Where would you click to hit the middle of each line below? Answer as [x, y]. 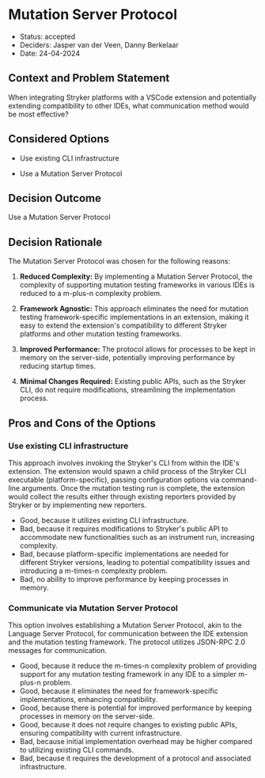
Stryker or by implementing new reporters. [78, 505]
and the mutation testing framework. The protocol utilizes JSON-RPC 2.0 [127, 642]
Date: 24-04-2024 [50, 53]
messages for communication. [58, 651]
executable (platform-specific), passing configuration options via [114, 480]
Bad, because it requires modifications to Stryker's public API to [124, 529]
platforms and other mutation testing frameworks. [100, 334]
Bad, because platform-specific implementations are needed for [124, 554]
